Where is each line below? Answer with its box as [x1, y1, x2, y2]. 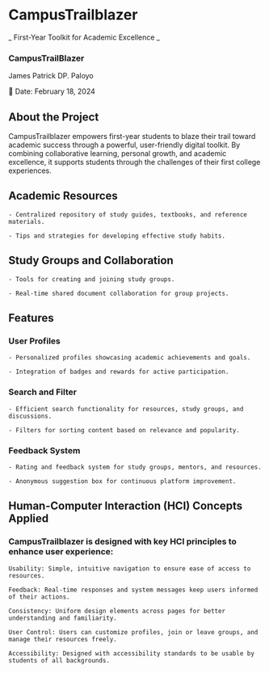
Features [8, 311, 54, 325]
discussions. [8, 412, 53, 420]
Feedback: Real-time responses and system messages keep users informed [8, 586, 258, 594]
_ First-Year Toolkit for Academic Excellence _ [8, 32, 160, 42]
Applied [8, 511, 49, 526]
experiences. [8, 166, 53, 175]
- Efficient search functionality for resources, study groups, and [8, 405, 244, 413]
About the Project [8, 110, 99, 124]
